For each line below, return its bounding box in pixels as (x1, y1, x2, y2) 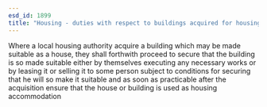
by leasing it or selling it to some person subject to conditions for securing (8, 66, 251, 75)
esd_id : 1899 (8, 11, 52, 20)
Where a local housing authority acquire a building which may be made (8, 40, 241, 50)
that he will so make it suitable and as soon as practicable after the (8, 75, 226, 84)
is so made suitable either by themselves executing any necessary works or (8, 57, 257, 67)
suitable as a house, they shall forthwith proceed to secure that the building (8, 49, 256, 59)
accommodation (8, 91, 62, 101)
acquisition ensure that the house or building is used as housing (8, 82, 218, 92)
